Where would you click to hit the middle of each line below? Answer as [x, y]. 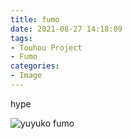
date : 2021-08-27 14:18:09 [66, 29]
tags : [21, 38]
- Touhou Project [46, 47]
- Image [26, 76]
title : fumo [35, 19]
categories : [35, 66]
